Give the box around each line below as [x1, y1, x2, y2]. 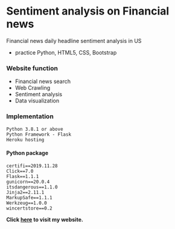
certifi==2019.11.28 [6, 162, 59, 169]
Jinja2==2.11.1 [6, 189, 45, 195]
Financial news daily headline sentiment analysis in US [6, 37, 142, 44]
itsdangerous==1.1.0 [6, 184, 59, 190]
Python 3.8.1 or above [6, 126, 63, 132]
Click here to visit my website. [6, 216, 83, 223]
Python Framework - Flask [6, 131, 71, 138]
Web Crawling [14, 84, 51, 91]
